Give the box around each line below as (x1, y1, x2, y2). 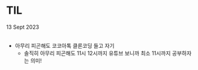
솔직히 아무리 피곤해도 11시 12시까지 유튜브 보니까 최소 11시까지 (23, 49, 171, 57)
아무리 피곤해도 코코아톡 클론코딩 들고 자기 (14, 42, 115, 49)
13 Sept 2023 (6, 23, 40, 31)
